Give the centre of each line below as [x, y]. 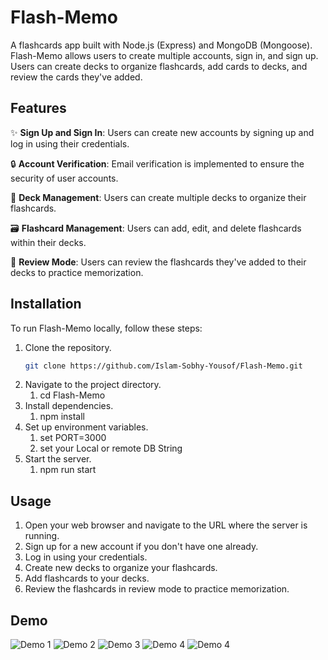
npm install [62, 417]
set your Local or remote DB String [111, 448]
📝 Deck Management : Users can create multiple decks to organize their [158, 197]
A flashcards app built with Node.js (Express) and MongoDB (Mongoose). [161, 45]
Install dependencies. [69, 406]
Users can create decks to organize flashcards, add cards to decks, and [159, 66]
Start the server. [58, 459]
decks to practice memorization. [77, 272]
